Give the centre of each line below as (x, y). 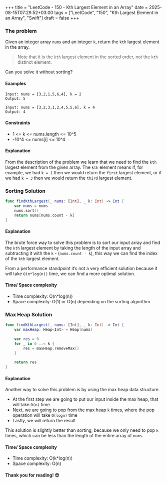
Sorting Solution (25, 191)
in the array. (17, 47)
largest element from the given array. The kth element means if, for (74, 167)
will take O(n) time (31, 405)
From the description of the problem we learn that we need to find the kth (81, 162)
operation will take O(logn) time (45, 415)
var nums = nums (31, 206)
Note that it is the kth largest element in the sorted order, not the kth (88, 57)
